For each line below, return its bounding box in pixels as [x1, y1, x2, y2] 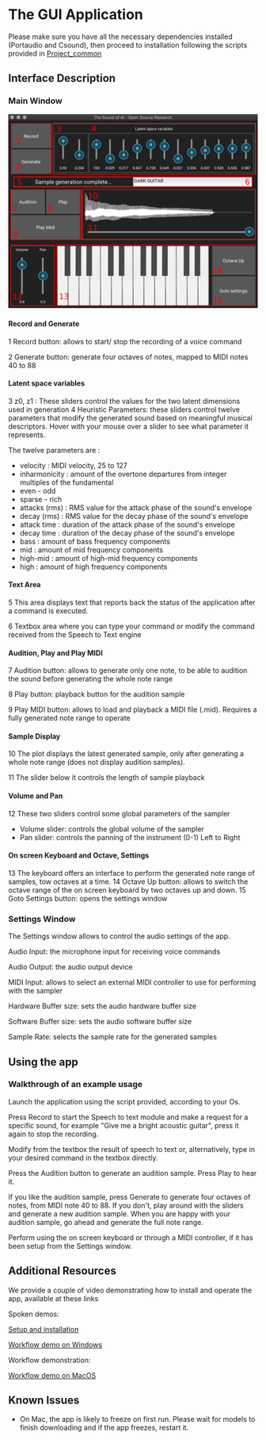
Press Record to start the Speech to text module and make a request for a [8, 1112, 249, 1122]
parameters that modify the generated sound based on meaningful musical [8, 413, 253, 422]
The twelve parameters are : [8, 445, 101, 455]
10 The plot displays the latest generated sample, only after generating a [8, 749, 244, 758]
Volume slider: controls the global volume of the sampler [19, 824, 204, 834]
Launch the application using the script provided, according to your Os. [8, 1096, 241, 1106]
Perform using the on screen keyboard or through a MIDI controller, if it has [8, 1232, 253, 1242]
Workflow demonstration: [8, 1355, 91, 1365]
